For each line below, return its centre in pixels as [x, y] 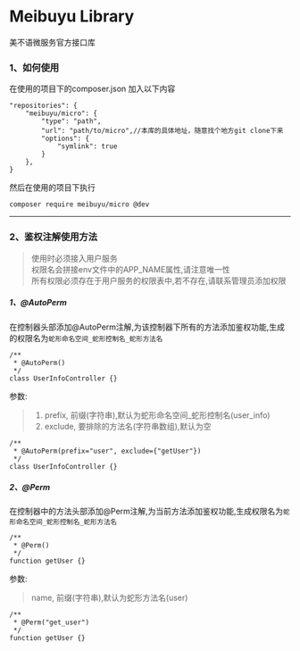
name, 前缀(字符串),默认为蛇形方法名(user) [109, 598]
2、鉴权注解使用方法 [54, 237]
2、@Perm [30, 488]
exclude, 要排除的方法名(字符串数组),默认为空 [128, 426]
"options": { [66, 139]
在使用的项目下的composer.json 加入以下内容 [92, 89]
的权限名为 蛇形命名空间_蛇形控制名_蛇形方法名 [86, 338]
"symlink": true [87, 146]
